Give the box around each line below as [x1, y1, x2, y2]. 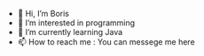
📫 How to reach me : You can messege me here [17, 37, 195, 47]
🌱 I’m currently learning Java [17, 27, 123, 37]
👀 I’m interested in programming [17, 17, 136, 28]
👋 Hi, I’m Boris [17, 9, 69, 18]
